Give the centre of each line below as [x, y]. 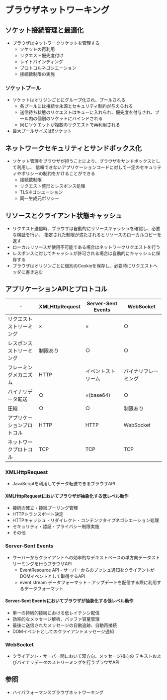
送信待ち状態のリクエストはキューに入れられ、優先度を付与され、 [87, 112]
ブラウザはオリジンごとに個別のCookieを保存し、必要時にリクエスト [83, 265]
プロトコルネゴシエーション [48, 68]
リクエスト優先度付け [42, 55]
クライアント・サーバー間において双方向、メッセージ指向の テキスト [82, 656]
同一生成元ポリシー [40, 198]
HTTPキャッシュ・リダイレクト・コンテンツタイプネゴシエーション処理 [85, 521]
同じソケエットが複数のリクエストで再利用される [70, 125]
